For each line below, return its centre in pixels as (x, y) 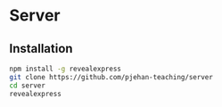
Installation (41, 49)
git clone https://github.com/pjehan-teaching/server (111, 77)
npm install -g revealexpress (66, 69)
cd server (28, 86)
